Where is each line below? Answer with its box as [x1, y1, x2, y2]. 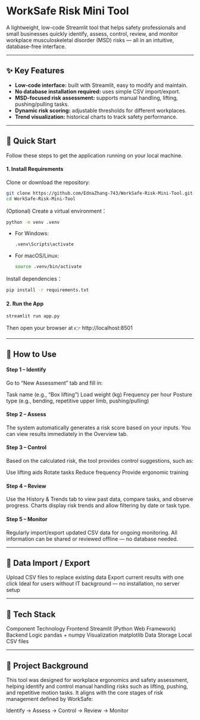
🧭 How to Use [6, 350, 57, 360]
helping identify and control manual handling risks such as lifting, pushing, [6, 682, 189, 690]
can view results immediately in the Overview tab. [6, 430, 128, 437]
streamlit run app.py [6, 313, 60, 319]
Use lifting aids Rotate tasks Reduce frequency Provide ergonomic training [6, 469, 189, 476]
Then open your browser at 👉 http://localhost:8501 [6, 325, 133, 332]
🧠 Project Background [6, 660, 89, 671]
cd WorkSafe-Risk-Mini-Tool [6, 195, 76, 202]
